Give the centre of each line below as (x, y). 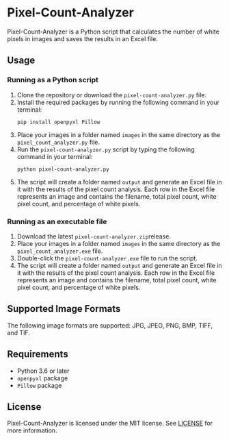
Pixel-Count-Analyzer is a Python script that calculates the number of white (113, 32)
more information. (32, 430)
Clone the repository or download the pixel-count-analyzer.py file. (112, 95)
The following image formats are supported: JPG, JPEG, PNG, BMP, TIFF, (110, 325)
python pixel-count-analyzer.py (63, 169)
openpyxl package (42, 378)
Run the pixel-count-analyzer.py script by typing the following (106, 149)
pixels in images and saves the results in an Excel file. (83, 38)
